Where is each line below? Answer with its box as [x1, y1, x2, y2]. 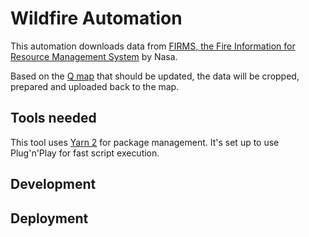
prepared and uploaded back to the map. [10, 80, 180, 92]
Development [10, 176, 97, 193]
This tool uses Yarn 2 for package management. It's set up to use [10, 136, 280, 148]
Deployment [10, 210, 89, 227]
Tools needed [10, 110, 97, 127]
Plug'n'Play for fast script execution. [10, 147, 160, 159]
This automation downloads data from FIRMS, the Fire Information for [10, 40, 296, 52]
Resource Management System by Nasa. [10, 50, 178, 62]
